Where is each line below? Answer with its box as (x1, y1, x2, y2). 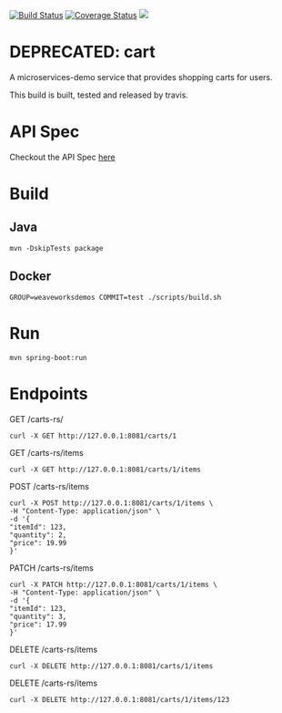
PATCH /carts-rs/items (9, 562, 94, 573)
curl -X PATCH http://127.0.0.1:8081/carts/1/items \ (9, 580, 218, 589)
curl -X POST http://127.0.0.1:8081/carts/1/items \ (9, 498, 214, 508)
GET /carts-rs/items (9, 447, 84, 458)
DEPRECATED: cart (9, 42, 156, 63)
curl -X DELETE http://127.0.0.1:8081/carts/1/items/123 (9, 695, 230, 704)
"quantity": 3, (9, 612, 67, 621)
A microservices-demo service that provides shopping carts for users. (9, 71, 273, 82)
